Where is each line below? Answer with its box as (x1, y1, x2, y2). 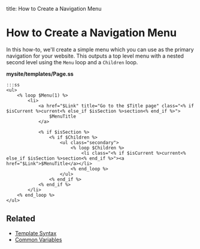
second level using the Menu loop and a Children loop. (6, 58, 138, 65)
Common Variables (14, 236, 62, 243)
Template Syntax (14, 229, 57, 236)
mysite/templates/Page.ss (6, 70, 74, 77)
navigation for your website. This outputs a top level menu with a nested (6, 52, 184, 59)
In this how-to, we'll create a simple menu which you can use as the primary (6, 46, 194, 53)
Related (6, 214, 36, 224)
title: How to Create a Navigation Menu (6, 5, 102, 12)
